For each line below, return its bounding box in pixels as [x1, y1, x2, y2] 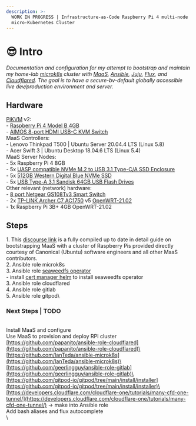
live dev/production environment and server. [6, 83, 114, 90]
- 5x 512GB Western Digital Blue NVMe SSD [6, 172, 112, 179]
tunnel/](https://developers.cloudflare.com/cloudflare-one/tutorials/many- [6, 395, 186, 402]
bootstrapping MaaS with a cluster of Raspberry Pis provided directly [6, 242, 174, 249]
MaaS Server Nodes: [6, 154, 57, 161]
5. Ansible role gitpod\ [6, 292, 60, 299]
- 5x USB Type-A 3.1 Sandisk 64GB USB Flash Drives [6, 178, 134, 185]
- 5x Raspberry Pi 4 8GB [6, 159, 66, 167]
